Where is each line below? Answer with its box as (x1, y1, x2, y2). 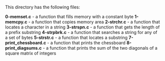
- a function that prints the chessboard (47, 40, 126, 46)
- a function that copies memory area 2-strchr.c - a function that (28, 19, 160, 25)
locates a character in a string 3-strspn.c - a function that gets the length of (5, 24, 160, 30)
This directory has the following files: (5, 4, 80, 10)
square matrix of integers (5, 50, 57, 56)
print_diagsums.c (5, 45, 42, 51)
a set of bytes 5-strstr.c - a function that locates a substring (5, 34, 128, 40)
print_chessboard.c (5, 40, 46, 46)
